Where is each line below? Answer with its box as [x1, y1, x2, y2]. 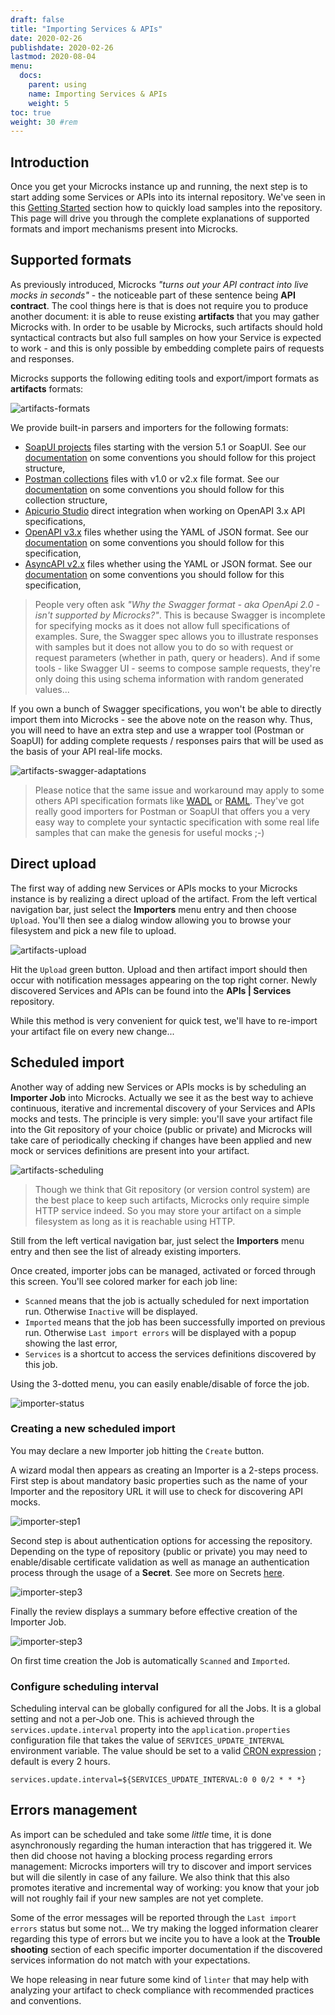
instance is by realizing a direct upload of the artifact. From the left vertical [10, 892, 318, 905]
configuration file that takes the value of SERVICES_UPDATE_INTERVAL [10, 1734, 285, 1746]
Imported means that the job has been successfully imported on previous [24, 1316, 326, 1328]
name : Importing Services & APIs [28, 89, 168, 99]
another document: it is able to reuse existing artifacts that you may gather [10, 310, 320, 322]
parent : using [28, 80, 87, 90]
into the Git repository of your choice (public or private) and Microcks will [10, 1123, 313, 1135]
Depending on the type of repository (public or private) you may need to [10, 1545, 308, 1557]
